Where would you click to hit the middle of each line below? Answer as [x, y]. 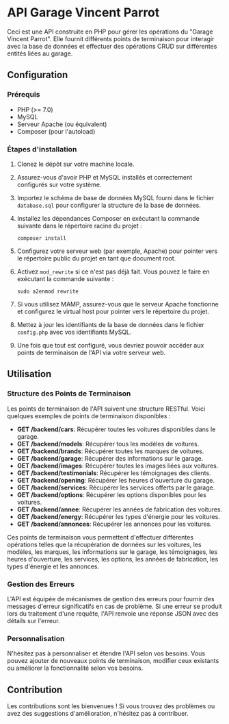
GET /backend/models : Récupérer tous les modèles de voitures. [108, 444]
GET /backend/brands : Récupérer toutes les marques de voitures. [110, 451]
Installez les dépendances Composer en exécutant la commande [108, 218]
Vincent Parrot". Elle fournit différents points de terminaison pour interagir [111, 38]
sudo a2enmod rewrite [48, 291]
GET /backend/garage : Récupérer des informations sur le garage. [110, 458]
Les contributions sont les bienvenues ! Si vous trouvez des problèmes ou [111, 706]
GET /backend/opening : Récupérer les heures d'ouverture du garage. [116, 480]
